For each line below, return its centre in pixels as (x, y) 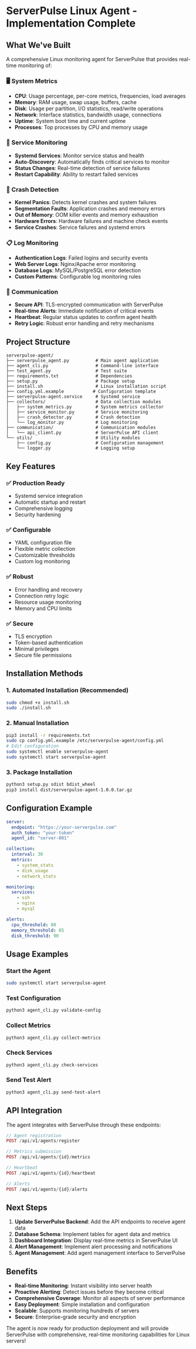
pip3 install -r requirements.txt (48, 735)
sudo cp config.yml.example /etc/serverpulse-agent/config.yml (85, 741)
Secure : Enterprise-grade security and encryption (75, 1317)
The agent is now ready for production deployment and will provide (87, 1328)
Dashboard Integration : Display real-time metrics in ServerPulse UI (96, 1241)
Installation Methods (45, 674)
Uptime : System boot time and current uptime (70, 121)
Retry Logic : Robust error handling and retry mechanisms (84, 323)
